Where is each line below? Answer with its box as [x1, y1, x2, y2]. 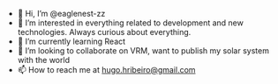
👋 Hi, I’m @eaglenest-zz [17, 9, 106, 18]
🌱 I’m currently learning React [17, 36, 126, 46]
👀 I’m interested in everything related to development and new [17, 17, 244, 28]
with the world [17, 55, 71, 65]
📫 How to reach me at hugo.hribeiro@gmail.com [17, 65, 196, 74]
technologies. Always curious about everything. [17, 27, 192, 37]
